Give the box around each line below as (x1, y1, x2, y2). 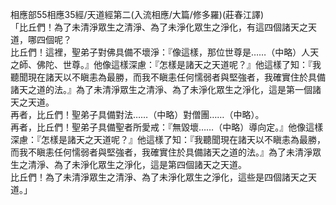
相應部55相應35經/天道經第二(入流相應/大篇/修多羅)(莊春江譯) (10, 9, 265, 20)
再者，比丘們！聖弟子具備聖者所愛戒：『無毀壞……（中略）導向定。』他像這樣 (10, 121, 324, 133)
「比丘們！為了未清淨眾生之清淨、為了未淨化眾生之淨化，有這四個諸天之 (10, 21, 308, 33)
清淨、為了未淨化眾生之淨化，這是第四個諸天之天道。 (27, 159, 247, 170)
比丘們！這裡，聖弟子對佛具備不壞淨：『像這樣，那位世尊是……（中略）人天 (10, 46, 320, 58)
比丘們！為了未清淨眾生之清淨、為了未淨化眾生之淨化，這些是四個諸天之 (10, 171, 308, 183)
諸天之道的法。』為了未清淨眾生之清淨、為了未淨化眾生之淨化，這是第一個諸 (10, 84, 322, 95)
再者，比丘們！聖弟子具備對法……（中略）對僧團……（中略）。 (10, 109, 265, 120)
